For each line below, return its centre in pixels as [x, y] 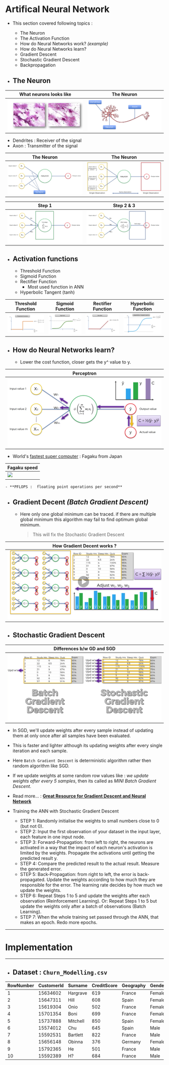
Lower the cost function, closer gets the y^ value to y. [75, 362]
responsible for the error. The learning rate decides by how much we [91, 885]
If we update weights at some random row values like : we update [80, 776]
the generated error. [41, 869]
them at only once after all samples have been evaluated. [72, 736]
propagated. [33, 880]
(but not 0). [32, 826]
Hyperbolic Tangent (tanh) [47, 292]
